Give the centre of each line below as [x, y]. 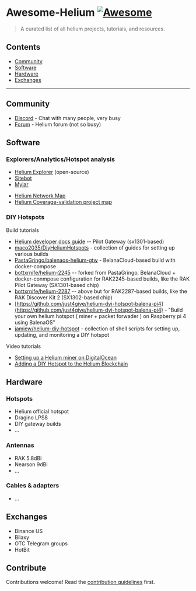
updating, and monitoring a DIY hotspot [62, 334]
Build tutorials [22, 230]
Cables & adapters [33, 486]
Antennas [20, 445]
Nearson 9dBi [31, 464]
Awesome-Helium [50, 13]
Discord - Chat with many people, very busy [67, 118]
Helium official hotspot [41, 411]
